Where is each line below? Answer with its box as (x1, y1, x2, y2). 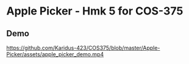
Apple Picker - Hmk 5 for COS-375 (6, 4, 184, 18)
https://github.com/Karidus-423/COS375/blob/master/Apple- (6, 44, 160, 51)
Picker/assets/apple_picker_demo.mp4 (6, 51, 104, 58)
